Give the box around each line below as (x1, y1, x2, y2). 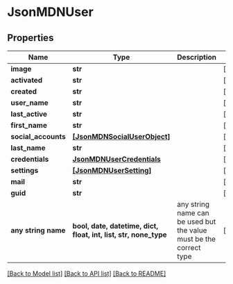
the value (176, 226, 207, 235)
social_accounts (10, 132, 66, 141)
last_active (10, 109, 47, 119)
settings (10, 166, 39, 175)
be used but (176, 217, 216, 226)
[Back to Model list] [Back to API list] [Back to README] (7, 269, 166, 278)
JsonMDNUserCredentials (72, 154, 161, 164)
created (10, 87, 37, 96)
